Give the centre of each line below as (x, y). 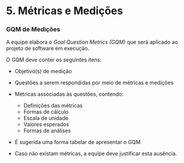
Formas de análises (47, 131)
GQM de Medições (33, 30)
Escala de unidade (46, 118)
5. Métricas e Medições (65, 11)
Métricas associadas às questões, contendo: (69, 94)
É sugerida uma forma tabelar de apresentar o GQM (78, 142)
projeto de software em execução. (48, 48)
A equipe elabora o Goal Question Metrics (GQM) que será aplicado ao (92, 42)
